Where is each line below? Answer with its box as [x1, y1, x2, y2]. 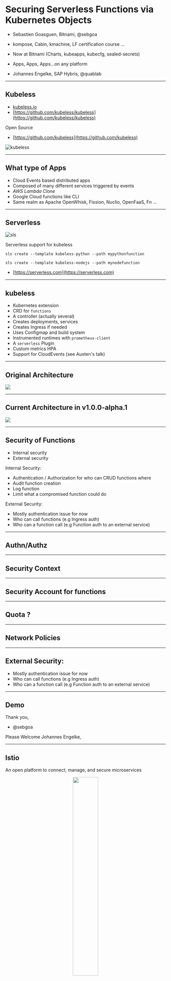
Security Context [5, 564, 61, 573]
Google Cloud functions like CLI [12, 193, 79, 200]
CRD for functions [12, 308, 51, 314]
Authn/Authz [5, 541, 47, 550]
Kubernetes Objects [5, 14, 92, 26]
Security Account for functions [5, 587, 106, 596]
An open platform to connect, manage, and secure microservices [5, 767, 142, 773]
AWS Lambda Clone [12, 188, 55, 194]
